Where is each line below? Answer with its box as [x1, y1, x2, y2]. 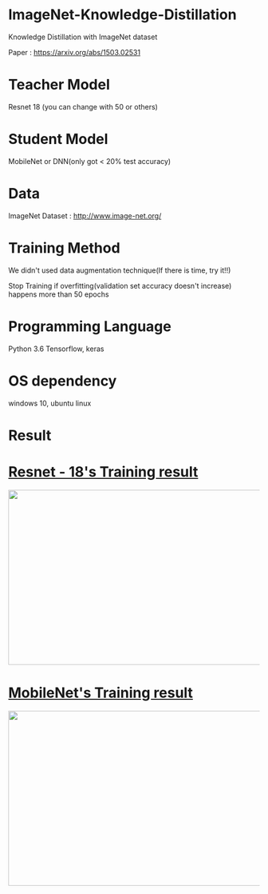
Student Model [8, 130, 108, 149]
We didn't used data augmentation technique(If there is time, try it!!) [8, 265, 231, 275]
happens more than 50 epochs [8, 289, 109, 299]
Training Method [8, 238, 121, 257]
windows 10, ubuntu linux [8, 398, 92, 408]
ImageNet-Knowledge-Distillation [8, 6, 237, 24]
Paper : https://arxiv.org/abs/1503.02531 [8, 47, 141, 57]
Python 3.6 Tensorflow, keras [8, 344, 104, 353]
